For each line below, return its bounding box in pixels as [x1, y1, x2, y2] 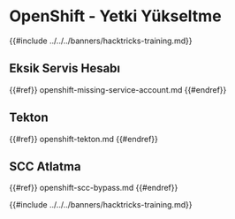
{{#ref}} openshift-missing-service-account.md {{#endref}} [9, 84, 227, 94]
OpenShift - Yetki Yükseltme [9, 6, 223, 26]
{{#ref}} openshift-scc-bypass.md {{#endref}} [9, 183, 178, 193]
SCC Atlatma [9, 159, 81, 174]
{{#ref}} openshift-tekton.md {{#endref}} [9, 133, 159, 144]
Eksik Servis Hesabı [9, 61, 121, 76]
